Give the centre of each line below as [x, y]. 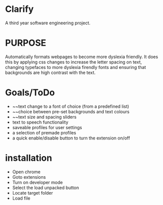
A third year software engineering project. [48, 23]
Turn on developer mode [37, 182]
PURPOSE [26, 43]
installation [29, 158]
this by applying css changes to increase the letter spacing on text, [74, 62]
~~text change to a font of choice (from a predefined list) [71, 106]
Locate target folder [33, 193]
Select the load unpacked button [46, 188]
